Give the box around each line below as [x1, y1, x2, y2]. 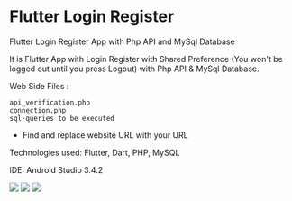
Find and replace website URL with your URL [22, 129, 189, 141]
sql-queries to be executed [9, 114, 115, 123]
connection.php [9, 105, 67, 114]
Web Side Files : [9, 80, 69, 91]
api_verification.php [9, 97, 91, 107]
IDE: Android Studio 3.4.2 [9, 164, 104, 175]
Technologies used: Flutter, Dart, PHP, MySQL [9, 147, 180, 158]
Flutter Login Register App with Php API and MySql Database [9, 36, 236, 47]
